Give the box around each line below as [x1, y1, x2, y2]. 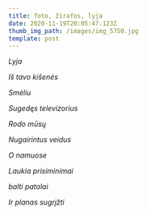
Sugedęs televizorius [8, 103, 78, 113]
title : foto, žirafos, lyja [8, 11, 103, 20]
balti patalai [8, 182, 48, 192]
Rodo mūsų [8, 119, 47, 129]
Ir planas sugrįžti [8, 197, 65, 207]
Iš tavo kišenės [8, 72, 59, 82]
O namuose [8, 150, 47, 160]
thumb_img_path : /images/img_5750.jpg [8, 27, 139, 35]
